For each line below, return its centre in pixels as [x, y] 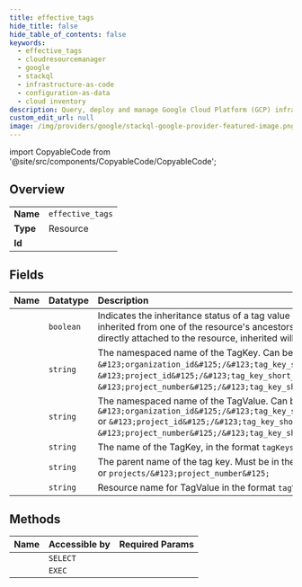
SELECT [62, 559]
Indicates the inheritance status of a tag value [194, 316]
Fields [27, 275]
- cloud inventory [52, 101]
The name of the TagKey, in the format [178, 447]
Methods [35, 519]
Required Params [157, 545]
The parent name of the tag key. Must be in [188, 461]
